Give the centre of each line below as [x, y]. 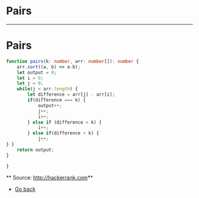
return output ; [36, 150]
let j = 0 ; [30, 84]
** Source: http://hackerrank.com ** [49, 177]
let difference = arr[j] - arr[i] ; [71, 95]
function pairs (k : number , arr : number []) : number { [73, 61]
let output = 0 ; [37, 73]
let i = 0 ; [30, 78]
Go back [25, 189]
